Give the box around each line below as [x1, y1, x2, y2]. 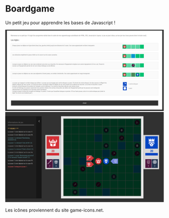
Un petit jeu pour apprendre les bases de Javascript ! [5, 20, 116, 26]
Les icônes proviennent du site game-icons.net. [5, 207, 104, 213]
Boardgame [5, 3, 55, 15]
